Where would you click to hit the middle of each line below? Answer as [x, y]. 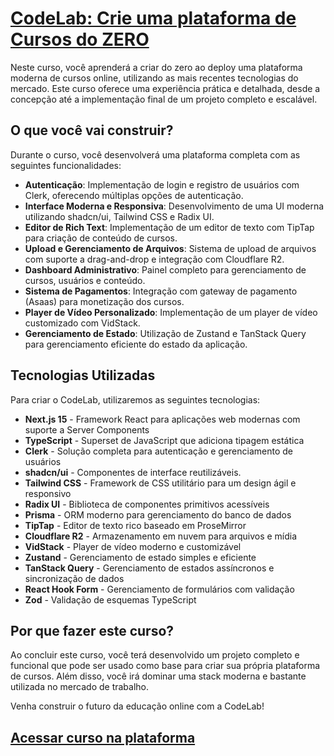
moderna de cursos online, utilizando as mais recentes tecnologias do [154, 78]
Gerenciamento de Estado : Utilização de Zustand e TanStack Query [165, 333]
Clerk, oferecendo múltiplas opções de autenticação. [134, 195]
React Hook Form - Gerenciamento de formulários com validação [159, 589]
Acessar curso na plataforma [103, 737]
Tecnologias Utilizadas [83, 375]
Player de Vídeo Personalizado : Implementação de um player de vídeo [171, 312]
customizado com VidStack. [82, 323]
